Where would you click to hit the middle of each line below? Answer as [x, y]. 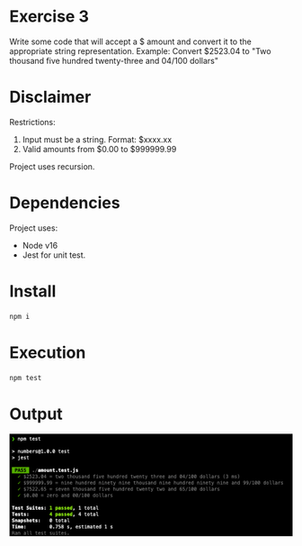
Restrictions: [32, 122]
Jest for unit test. [54, 255]
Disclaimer [50, 97]
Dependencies [65, 203]
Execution [48, 352]
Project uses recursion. [52, 166]
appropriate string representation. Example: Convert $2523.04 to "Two [140, 50]
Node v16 [40, 245]
